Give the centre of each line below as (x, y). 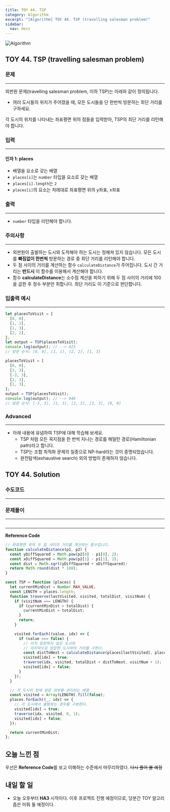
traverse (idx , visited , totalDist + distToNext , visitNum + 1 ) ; (93, 662)
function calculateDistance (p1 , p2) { (46, 549)
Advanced (18, 416)
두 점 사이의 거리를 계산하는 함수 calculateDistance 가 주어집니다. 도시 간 (85, 265)
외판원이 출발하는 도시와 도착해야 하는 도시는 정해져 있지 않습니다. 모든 (82, 252)
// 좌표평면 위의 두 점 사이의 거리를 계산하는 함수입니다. (58, 545)
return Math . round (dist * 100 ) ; (44, 568)
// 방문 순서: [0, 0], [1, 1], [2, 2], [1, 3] (53, 352)
